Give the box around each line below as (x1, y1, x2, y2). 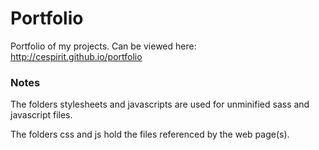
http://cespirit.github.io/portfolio (10, 50, 143, 62)
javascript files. (10, 109, 73, 121)
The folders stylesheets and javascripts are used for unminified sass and (10, 98, 310, 111)
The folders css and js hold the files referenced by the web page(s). (10, 128, 290, 141)
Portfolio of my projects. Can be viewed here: (10, 40, 197, 52)
